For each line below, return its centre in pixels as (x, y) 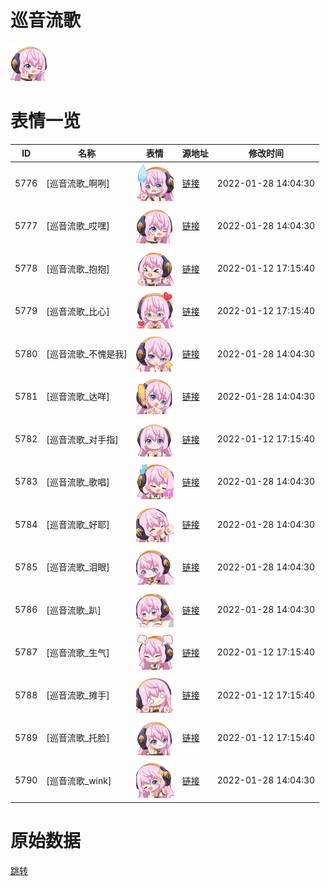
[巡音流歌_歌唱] (78, 482)
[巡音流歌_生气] (78, 652)
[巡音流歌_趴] (74, 610)
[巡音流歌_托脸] (78, 738)
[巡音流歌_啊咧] (78, 183)
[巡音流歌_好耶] (78, 525)
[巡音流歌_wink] (79, 780)
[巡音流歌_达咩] (78, 397)
